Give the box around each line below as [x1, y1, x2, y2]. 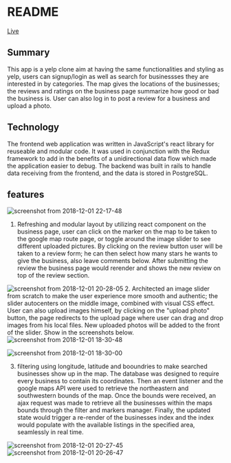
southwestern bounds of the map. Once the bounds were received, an [16, 392, 217, 400]
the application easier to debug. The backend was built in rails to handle [7, 161, 211, 170]
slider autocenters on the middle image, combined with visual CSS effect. [7, 300, 215, 308]
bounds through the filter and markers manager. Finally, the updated [16, 406, 211, 414]
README [7, 4, 59, 20]
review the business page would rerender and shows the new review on [16, 264, 221, 272]
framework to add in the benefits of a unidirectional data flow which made [7, 154, 217, 162]
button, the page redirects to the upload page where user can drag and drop [7, 314, 223, 322]
